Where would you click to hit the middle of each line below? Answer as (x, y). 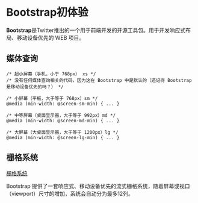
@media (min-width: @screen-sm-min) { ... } (63, 104)
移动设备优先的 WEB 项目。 (51, 37)
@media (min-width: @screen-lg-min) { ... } (63, 137)
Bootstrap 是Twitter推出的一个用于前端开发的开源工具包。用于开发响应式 (96, 30)
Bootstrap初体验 (47, 12)
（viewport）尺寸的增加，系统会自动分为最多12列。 (70, 193)
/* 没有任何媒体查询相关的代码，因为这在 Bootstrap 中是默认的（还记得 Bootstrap (99, 80)
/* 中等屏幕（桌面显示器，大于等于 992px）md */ (61, 115)
